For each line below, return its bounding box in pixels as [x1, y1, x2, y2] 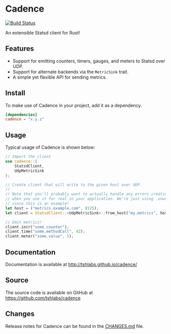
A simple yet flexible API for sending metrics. [12, 74, 107, 80]
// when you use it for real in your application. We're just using [5, 196, 154, 202]
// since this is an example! [5, 201, 70, 206]
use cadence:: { [5, 159, 38, 164]
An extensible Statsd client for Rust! [5, 29, 80, 36]
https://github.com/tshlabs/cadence [5, 295, 81, 301]
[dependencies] [5, 112, 38, 117]
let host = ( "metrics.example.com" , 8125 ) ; [5, 206, 99, 211]
